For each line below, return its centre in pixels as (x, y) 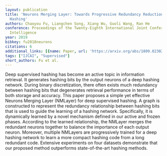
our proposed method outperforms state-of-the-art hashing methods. (77, 148)
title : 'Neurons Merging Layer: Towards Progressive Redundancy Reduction (84, 14)
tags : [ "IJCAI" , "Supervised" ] (38, 56)
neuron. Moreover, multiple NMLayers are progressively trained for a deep (81, 132)
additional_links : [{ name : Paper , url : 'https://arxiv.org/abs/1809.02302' (85, 51)
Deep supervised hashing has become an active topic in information (75, 74)
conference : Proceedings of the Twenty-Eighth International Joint (77, 28)
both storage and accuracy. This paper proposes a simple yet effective (78, 96)
